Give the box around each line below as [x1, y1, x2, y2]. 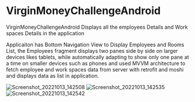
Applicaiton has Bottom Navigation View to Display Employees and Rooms [6, 41, 184, 48]
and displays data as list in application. [6, 72, 100, 79]
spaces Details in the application [6, 29, 85, 36]
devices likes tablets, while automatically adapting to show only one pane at [6, 53, 189, 60]
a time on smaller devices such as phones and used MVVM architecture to [6, 60, 186, 67]
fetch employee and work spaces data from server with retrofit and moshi [6, 66, 184, 73]
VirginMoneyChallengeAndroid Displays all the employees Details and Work [6, 23, 189, 30]
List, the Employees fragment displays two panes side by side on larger [6, 47, 179, 54]
